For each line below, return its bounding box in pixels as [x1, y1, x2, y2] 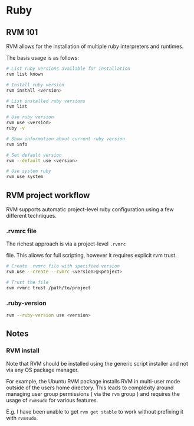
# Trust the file [6, 279, 49, 285]
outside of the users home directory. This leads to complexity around [6, 384, 174, 391]
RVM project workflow [6, 190, 90, 200]
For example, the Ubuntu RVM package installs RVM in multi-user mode [6, 377, 180, 385]
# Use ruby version [6, 114, 54, 120]
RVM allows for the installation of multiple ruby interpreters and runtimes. [6, 43, 184, 50]
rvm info [6, 141, 28, 147]
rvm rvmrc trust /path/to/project [6, 285, 91, 291]
